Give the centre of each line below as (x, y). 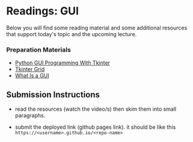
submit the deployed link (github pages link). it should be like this (95, 127)
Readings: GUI (43, 11)
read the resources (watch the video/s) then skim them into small (96, 109)
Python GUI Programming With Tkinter (62, 63)
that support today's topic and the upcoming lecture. (72, 34)
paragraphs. (30, 116)
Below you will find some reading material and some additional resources (97, 28)
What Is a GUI (32, 76)
